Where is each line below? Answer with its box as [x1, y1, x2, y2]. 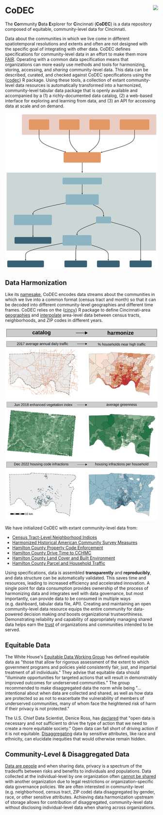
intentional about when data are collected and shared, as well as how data [5, 690, 153, 696]
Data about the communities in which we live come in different [5, 36, 130, 41]
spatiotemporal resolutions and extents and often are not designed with [5, 40, 148, 46]
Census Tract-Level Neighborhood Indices [12, 535, 98, 540]
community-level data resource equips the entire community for [5, 606, 132, 612]
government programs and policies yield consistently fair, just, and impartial [5, 664, 157, 670]
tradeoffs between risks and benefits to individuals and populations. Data [5, 768, 151, 774]
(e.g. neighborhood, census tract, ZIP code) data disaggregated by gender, [5, 789, 155, 795]
